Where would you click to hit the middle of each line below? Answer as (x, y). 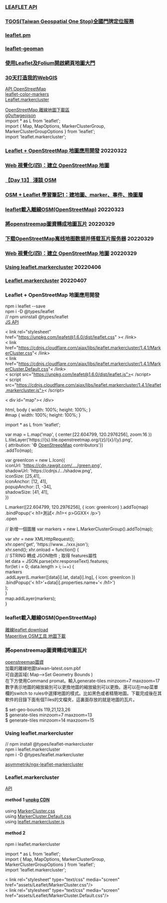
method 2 (15, 833)
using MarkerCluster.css (30, 811)
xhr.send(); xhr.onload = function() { (42, 550)
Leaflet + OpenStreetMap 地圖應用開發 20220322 (66, 150)
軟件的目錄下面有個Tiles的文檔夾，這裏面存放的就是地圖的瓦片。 (71, 700)
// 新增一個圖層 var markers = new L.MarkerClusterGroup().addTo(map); (79, 529)
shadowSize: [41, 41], (27, 492)
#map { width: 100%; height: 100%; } (43, 415)
